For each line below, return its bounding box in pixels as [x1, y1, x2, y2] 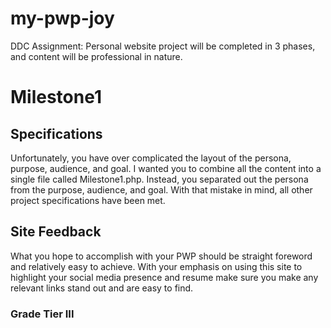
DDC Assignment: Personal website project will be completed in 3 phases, [10, 40, 316, 52]
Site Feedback [10, 223, 102, 241]
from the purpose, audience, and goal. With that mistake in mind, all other [10, 183, 313, 196]
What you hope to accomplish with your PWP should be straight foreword [10, 250, 313, 262]
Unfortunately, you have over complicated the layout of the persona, [10, 152, 292, 164]
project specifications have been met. [10, 194, 166, 206]
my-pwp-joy [10, 7, 115, 30]
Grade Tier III [10, 307, 75, 321]
